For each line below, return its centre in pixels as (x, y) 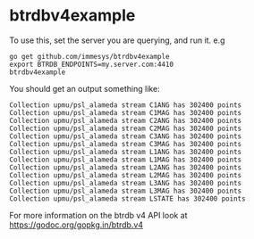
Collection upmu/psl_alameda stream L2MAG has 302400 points (126, 175)
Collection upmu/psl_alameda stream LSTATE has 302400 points (127, 198)
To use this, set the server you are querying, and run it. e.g (117, 40)
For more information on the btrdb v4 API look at (98, 215)
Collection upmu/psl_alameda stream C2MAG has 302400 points (126, 128)
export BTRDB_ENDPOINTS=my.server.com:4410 (92, 64)
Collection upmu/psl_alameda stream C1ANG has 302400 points (126, 105)
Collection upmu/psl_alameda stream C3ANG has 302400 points (126, 136)
